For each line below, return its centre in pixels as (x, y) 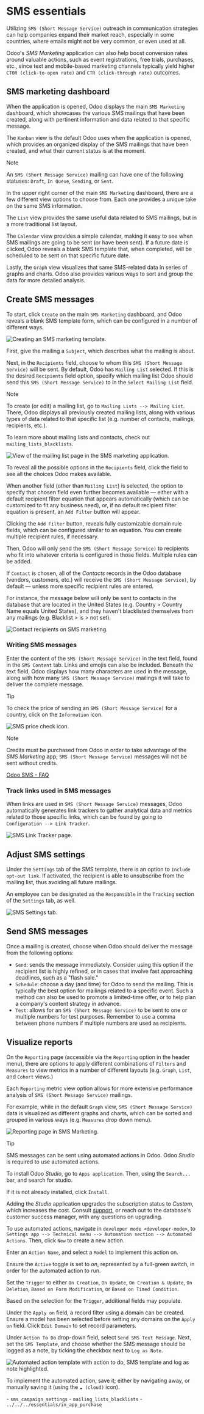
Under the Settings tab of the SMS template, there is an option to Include (98, 869)
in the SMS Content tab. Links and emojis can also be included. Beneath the (100, 665)
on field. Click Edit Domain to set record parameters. (72, 1325)
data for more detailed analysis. (46, 280)
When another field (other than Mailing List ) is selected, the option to (95, 485)
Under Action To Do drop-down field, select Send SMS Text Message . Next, (99, 1337)
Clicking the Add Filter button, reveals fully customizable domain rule (94, 523)
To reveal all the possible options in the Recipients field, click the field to (97, 467)
